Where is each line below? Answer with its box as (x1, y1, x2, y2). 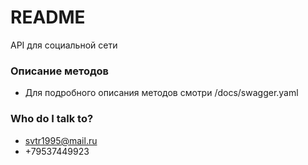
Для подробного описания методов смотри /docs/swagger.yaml (24, 87, 299, 99)
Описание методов (10, 64, 110, 78)
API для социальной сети (10, 39, 118, 51)
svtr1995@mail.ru (24, 134, 98, 146)
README (10, 6, 86, 29)
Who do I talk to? (10, 112, 94, 126)
